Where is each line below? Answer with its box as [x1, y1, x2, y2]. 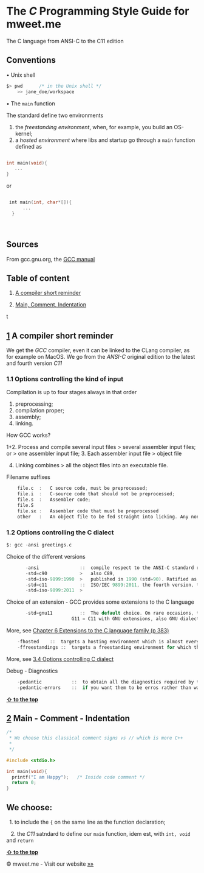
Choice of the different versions [6, 553, 86, 560]
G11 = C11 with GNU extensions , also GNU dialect [71, 616, 200, 622]
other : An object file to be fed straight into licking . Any [17, 514, 189, 520]
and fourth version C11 [6, 359, 63, 367]
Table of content [6, 273, 70, 283]
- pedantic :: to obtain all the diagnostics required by [17, 679, 194, 685]
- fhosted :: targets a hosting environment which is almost [17, 638, 183, 645]
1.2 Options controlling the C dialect [6, 528, 114, 537]
